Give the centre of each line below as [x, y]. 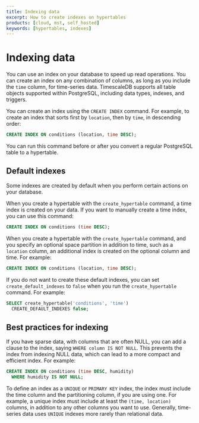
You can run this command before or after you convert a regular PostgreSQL [99, 146]
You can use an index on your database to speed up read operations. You [96, 74]
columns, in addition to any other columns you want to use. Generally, [91, 407]
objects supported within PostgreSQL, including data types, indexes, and [95, 94]
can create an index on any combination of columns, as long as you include [99, 80]
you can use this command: [40, 216]
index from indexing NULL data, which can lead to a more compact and [93, 354]
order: [14, 124]
